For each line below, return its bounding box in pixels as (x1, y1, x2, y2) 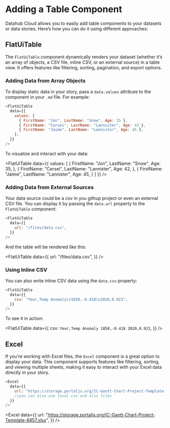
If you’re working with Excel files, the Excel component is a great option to (5, 353, 160, 360)
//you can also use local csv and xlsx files (14, 393, 112, 398)
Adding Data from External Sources (5, 184, 94, 191)
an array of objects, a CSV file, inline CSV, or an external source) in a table (5, 59, 160, 65)
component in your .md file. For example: (5, 94, 90, 100)
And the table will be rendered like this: (5, 244, 87, 250)
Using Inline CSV (5, 266, 48, 273)
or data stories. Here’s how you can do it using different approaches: (5, 25, 148, 31)
